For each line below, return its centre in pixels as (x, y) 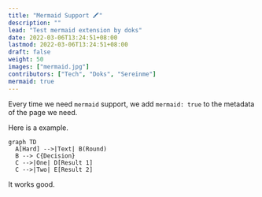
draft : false (30, 52)
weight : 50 (26, 60)
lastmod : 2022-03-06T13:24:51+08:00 (68, 45)
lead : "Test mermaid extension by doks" (76, 30)
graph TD (22, 142)
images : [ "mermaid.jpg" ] (49, 67)
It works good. (31, 184)
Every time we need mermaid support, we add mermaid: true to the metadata (131, 104)
